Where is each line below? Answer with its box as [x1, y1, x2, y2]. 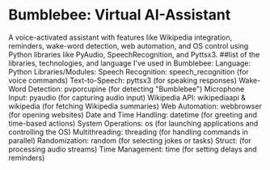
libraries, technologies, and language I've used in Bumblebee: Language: [8, 58, 251, 68]
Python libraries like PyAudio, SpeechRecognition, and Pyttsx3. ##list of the [8, 49, 260, 59]
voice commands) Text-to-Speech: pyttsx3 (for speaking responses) [8, 75, 237, 85]
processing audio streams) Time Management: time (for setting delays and [8, 144, 257, 154]
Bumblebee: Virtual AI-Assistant [8, 6, 231, 24]
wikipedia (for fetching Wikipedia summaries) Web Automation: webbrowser [8, 101, 263, 111]
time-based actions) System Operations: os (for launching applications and [8, 118, 259, 128]
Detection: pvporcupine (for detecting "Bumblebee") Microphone [27, 83, 245, 94]
